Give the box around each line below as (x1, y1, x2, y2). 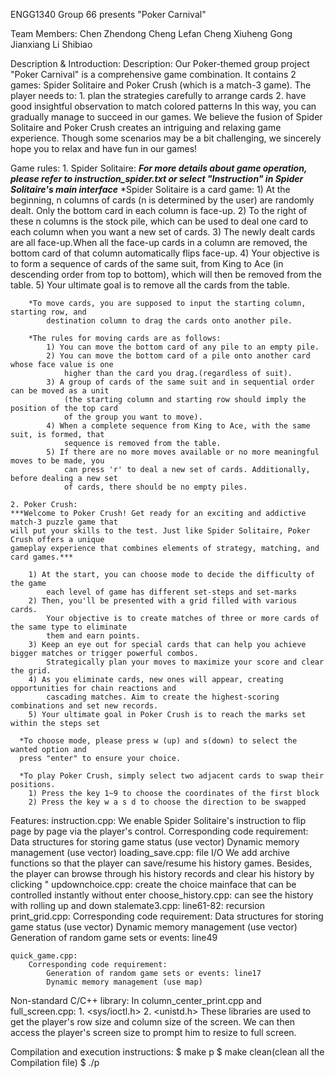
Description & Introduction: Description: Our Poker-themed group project (10, 58, 310, 69)
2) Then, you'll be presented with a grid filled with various (28, 596, 298, 606)
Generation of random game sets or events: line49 (10, 932, 218, 943)
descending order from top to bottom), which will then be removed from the (10, 269, 322, 280)
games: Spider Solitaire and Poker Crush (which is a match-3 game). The (10, 79, 312, 91)
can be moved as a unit (10, 386, 110, 396)
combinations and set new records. (10, 701, 159, 711)
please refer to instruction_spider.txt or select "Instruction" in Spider (10, 173, 304, 184)
